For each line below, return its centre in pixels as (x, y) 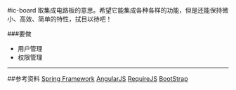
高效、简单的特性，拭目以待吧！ (66, 19)
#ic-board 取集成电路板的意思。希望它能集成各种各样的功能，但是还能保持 (115, 10)
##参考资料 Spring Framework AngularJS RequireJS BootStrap (98, 78)
